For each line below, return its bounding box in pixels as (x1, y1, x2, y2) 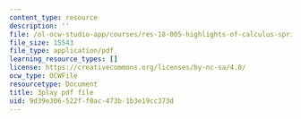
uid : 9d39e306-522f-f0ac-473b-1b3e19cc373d (9, 96, 175, 106)
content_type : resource (9, 13, 99, 22)
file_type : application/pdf (9, 47, 115, 55)
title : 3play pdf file (9, 88, 94, 97)
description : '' (9, 21, 70, 30)
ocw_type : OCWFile (9, 72, 78, 81)
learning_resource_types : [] (9, 55, 118, 64)
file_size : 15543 (9, 38, 74, 47)
